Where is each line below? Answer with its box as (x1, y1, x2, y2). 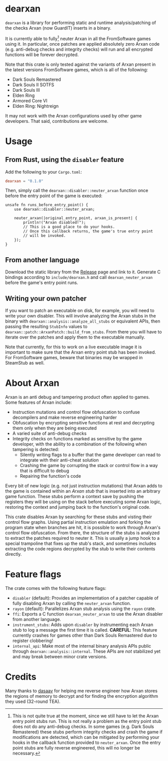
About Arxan (5, 377, 59, 389)
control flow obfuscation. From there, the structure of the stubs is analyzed (5, 530, 160, 536)
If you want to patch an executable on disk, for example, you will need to (5, 308, 154, 314)
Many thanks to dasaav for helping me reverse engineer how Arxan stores (5, 688, 157, 694)
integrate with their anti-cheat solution (19, 457, 99, 463)
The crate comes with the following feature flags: (5, 585, 106, 591)
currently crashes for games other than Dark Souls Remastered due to (12, 632, 157, 638)
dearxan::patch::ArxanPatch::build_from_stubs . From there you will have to (5, 329, 162, 335)
